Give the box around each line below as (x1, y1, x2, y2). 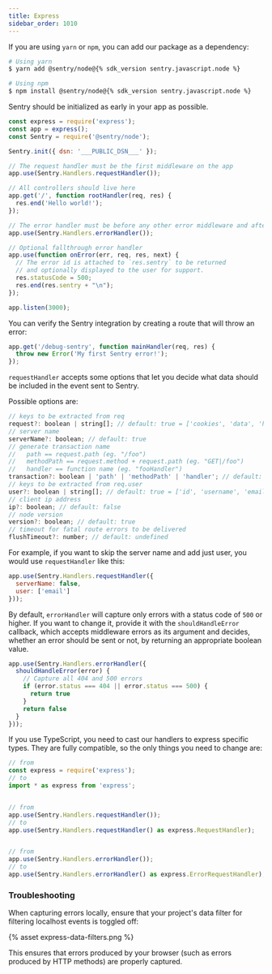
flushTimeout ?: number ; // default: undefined (8, 533, 168, 541)
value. (8, 644, 29, 653)
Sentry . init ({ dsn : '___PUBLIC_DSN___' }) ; (8, 147, 158, 155)
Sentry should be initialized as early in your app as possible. (8, 102, 209, 111)
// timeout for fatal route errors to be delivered (8, 525, 186, 534)
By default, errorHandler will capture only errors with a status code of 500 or (8, 610, 263, 619)
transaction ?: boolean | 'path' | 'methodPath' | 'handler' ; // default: (8, 472, 263, 481)
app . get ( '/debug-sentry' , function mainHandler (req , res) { (8, 343, 216, 351)
